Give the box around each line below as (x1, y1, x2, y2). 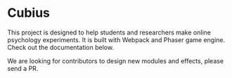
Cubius (7, 5, 51, 21)
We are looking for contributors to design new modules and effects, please (7, 56, 224, 65)
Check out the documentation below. (7, 43, 115, 51)
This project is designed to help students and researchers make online (7, 28, 211, 37)
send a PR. (7, 64, 39, 72)
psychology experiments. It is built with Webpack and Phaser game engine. (7, 35, 226, 44)
